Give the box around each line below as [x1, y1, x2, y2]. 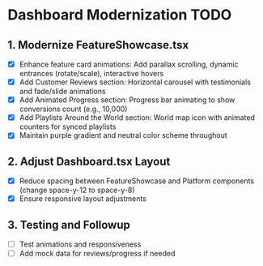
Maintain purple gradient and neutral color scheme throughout [19, 131, 227, 140]
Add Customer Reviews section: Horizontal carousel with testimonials [19, 77, 252, 87]
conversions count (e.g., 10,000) [19, 104, 128, 114]
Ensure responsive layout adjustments [19, 194, 147, 204]
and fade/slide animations [19, 87, 106, 97]
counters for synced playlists [19, 122, 117, 131]
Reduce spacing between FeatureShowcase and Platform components [19, 176, 255, 186]
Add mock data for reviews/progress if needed [19, 249, 176, 259]
